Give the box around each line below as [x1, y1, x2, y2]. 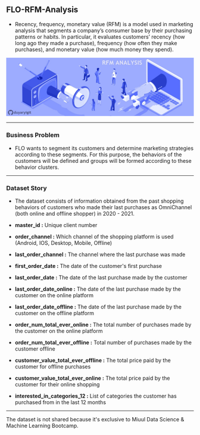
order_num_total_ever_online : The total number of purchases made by [14, 321, 192, 328]
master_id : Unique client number [14, 221, 98, 228]
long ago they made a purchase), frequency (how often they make [14, 39, 177, 46]
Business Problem [6, 131, 60, 139]
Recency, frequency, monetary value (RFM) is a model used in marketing [14, 20, 193, 27]
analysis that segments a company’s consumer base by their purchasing [14, 27, 192, 34]
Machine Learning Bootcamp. [6, 422, 79, 429]
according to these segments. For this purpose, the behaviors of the [14, 151, 182, 158]
